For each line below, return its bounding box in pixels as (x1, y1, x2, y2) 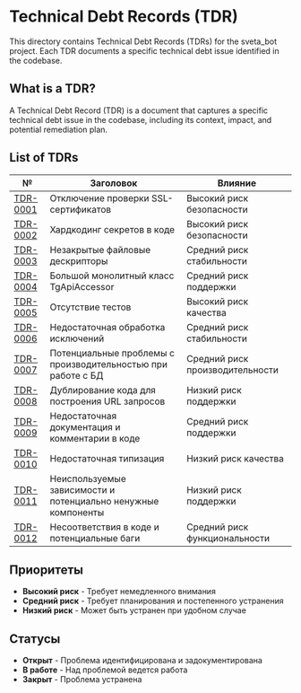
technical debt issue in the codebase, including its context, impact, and (9, 114, 272, 125)
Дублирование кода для (49, 383, 157, 396)
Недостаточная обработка (49, 320, 166, 333)
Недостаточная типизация (49, 452, 165, 464)
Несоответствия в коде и (49, 521, 159, 533)
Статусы (9, 631, 61, 646)
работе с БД (49, 369, 104, 382)
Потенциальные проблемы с (49, 346, 175, 359)
